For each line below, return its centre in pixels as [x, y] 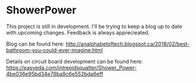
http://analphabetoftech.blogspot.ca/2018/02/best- [128, 44]
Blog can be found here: [35, 44]
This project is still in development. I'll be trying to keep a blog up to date [94, 26]
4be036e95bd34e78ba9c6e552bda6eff [55, 74]
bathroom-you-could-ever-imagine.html [54, 50]
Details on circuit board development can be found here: [74, 61]
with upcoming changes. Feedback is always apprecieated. [78, 32]
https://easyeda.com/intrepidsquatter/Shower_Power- [72, 67]
